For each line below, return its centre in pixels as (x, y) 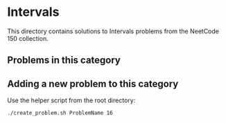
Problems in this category (64, 60)
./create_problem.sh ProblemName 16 (60, 113)
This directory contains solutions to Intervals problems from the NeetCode (113, 31)
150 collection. (28, 38)
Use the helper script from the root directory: (71, 100)
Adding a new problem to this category (93, 84)
